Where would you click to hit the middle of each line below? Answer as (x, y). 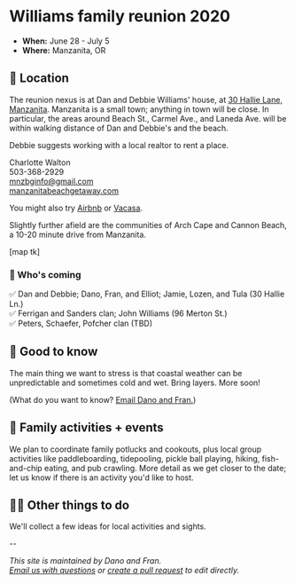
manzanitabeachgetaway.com (64, 190)
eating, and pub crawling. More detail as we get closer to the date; (165, 468)
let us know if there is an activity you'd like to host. (101, 477)
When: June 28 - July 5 (66, 41)
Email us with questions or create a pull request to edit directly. (124, 571)
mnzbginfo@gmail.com (51, 181)
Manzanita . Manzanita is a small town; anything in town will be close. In (139, 109)
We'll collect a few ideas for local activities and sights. (108, 526)
